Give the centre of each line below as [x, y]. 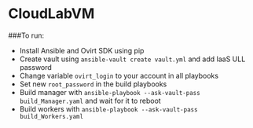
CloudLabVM [51, 14]
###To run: [26, 35]
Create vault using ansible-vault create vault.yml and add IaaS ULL [132, 59]
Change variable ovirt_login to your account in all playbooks [119, 75]
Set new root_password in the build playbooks [93, 84]
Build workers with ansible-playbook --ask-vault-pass [108, 109]
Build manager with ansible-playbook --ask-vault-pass [110, 92]
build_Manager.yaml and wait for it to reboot [90, 101]
